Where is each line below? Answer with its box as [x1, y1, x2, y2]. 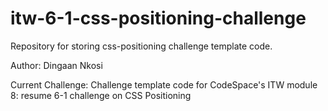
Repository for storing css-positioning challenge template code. [10, 40, 273, 52]
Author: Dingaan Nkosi [10, 59, 103, 71]
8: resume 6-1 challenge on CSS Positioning [10, 89, 192, 101]
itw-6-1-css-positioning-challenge [10, 7, 307, 30]
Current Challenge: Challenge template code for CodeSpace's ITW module [10, 78, 318, 91]
